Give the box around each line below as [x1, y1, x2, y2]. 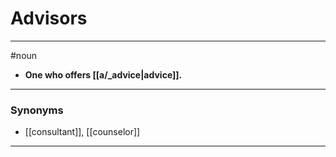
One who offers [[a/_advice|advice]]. [24, 68, 183, 81]
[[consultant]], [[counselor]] [24, 126, 141, 138]
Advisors [10, 7, 88, 30]
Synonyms [10, 103, 64, 117]
